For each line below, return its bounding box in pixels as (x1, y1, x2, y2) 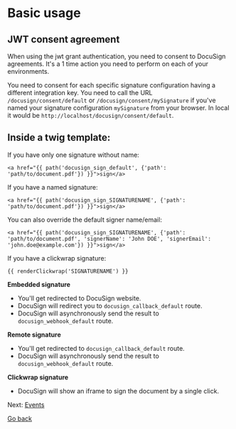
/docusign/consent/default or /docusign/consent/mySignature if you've (7, 96, 216, 104)
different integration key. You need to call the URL (7, 89, 153, 97)
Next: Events (7, 400, 45, 409)
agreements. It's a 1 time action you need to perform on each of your (7, 60, 208, 68)
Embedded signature (7, 280, 71, 288)
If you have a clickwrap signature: (7, 254, 107, 262)
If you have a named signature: (7, 183, 98, 191)
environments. (7, 67, 50, 75)
